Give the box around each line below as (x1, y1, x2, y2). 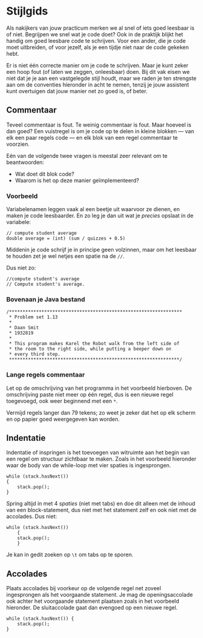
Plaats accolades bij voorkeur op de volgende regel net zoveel (6, 585, 161, 592)
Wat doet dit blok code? (14, 170, 74, 177)
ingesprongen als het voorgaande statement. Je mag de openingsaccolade (6, 591, 193, 599)
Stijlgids (6, 4, 48, 18)
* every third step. (8, 351, 61, 358)
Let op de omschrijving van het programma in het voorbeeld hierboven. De (6, 384, 192, 392)
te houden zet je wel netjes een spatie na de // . (6, 252, 125, 260)
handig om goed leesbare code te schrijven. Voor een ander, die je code (6, 37, 186, 44)
